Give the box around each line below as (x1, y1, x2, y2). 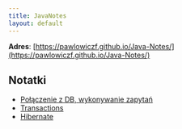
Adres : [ (8, 41, 36, 51)
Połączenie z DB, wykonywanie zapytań (19, 94, 154, 105)
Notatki (8, 73, 47, 87)
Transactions (19, 103, 64, 113)
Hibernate (19, 112, 54, 122)
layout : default (8, 19, 63, 27)
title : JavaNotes (8, 11, 67, 20)
